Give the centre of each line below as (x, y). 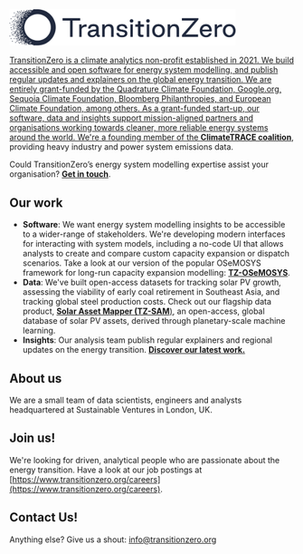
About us (36, 379)
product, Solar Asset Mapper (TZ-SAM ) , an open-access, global (143, 311)
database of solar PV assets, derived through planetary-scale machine (154, 321)
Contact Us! (44, 517)
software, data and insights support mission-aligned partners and (132, 118)
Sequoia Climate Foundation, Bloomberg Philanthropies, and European (140, 99)
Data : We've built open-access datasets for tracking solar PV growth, (152, 282)
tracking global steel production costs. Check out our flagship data (147, 302)
